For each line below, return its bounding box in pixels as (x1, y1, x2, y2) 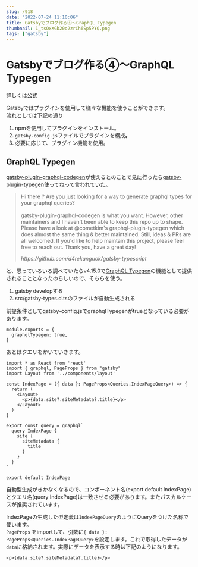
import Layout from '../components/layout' (6, 370, 116, 377)
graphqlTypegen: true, (11, 331, 68, 338)
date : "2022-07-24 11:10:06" (6, 14, 78, 20)
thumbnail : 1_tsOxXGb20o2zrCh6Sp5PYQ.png (6, 25, 111, 32)
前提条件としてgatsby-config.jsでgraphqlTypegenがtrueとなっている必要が (6, 307, 190, 314)
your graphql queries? (20, 199, 76, 206)
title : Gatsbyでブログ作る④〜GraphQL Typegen (6, 20, 117, 26)
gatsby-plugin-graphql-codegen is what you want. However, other (20, 212, 183, 219)
